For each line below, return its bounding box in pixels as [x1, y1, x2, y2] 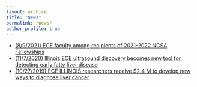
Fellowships [14, 49, 45, 56]
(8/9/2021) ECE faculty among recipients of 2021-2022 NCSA [14, 42, 168, 49]
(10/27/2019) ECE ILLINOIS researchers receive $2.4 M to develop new [14, 67, 191, 75]
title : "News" [6, 14, 42, 20]
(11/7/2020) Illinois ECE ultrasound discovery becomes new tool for [14, 55, 181, 62]
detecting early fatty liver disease [14, 61, 98, 68]
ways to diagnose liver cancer [14, 74, 89, 81]
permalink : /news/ [6, 20, 52, 26]
